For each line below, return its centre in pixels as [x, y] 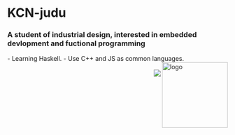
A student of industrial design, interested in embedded [102, 35]
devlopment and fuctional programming [76, 43]
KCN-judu [37, 13]
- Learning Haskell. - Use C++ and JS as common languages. [95, 59]
